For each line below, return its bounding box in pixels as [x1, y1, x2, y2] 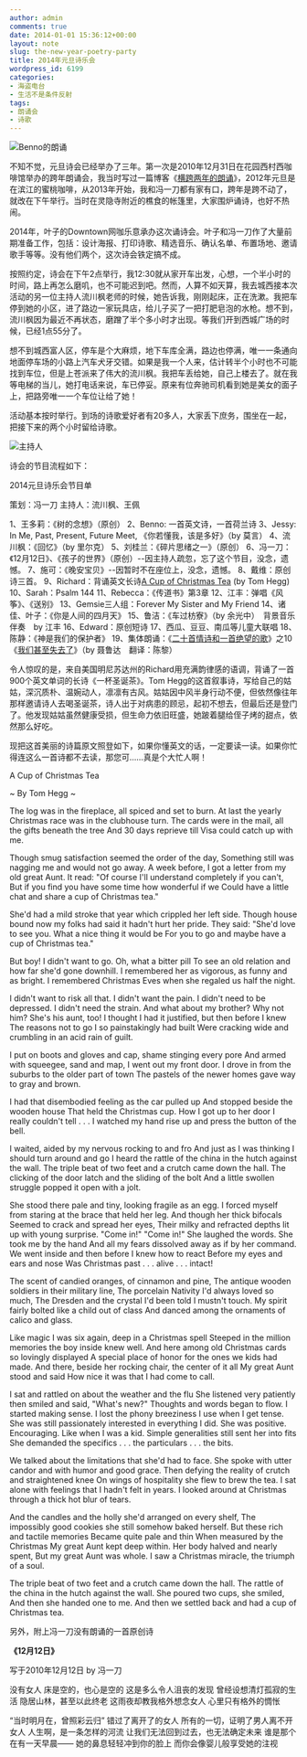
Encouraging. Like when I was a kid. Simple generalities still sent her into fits [9, 1428, 297, 1439]
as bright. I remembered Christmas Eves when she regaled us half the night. [9, 975, 296, 986]
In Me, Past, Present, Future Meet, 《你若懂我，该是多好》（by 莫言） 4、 [9, 530, 283, 541]
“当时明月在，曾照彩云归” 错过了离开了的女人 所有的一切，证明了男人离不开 [9, 1715, 294, 1726]
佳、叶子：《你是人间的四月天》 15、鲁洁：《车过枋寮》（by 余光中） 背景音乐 [9, 610, 296, 622]
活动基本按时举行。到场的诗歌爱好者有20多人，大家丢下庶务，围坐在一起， [9, 410, 292, 421]
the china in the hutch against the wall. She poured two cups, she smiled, [9, 1588, 285, 1599]
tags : [9, 98, 30, 108]
